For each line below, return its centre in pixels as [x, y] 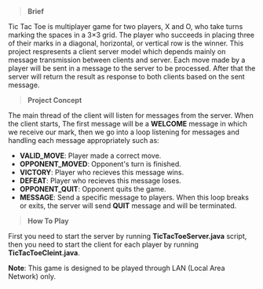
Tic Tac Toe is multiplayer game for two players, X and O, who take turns [126, 26]
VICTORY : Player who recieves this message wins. [102, 172]
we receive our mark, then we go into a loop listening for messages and [124, 132]
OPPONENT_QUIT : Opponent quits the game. [93, 189]
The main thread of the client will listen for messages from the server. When [131, 115]
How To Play [48, 221]
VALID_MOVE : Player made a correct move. [90, 155]
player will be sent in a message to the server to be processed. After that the [132, 68]
